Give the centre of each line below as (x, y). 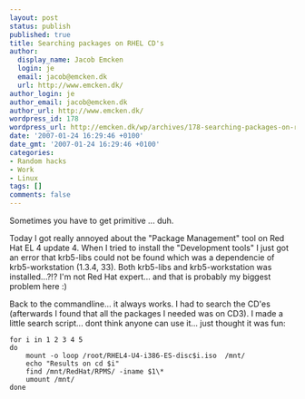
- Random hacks (38, 161)
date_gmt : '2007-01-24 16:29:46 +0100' (85, 144)
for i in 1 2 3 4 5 (46, 340)
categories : (32, 152)
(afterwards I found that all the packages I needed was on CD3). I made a (147, 313)
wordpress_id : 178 (44, 119)
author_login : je (42, 93)
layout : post (34, 18)
